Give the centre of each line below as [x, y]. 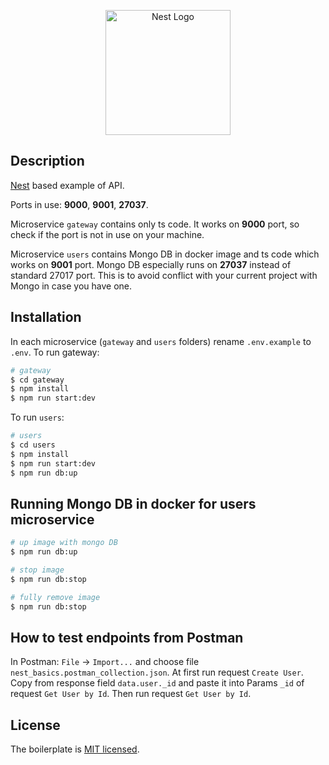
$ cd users [33, 445]
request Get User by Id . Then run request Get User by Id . [131, 694]
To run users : [37, 417]
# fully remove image [55, 597]
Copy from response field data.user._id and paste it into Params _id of [157, 683]
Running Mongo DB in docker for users [133, 503]
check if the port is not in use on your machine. [107, 234]
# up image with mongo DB [64, 543]
